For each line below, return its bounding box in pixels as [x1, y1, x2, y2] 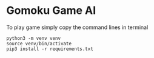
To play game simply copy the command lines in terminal [6, 24, 149, 31]
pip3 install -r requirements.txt [6, 46, 94, 52]
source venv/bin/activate [6, 40, 72, 47]
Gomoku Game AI [6, 4, 96, 18]
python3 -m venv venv [6, 35, 61, 41]
